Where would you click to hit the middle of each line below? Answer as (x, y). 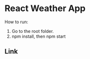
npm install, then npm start (39, 36)
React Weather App (45, 8)
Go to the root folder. (33, 31)
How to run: (16, 22)
